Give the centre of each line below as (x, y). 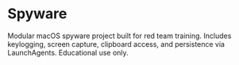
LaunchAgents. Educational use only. (68, 52)
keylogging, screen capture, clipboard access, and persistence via (116, 44)
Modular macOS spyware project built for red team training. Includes (119, 36)
